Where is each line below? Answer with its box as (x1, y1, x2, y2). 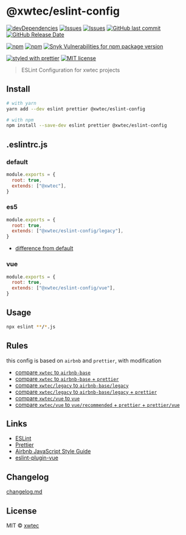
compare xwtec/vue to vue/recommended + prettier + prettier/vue (15, 401, 181, 408)
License (6, 506, 37, 516)
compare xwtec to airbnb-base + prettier (15, 375, 119, 382)
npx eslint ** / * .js (6, 324, 56, 330)
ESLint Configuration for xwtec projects (21, 66, 120, 74)
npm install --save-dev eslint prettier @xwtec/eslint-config (6, 122, 167, 129)
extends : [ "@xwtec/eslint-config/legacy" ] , (12, 228, 123, 234)
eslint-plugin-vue (15, 454, 59, 461)
